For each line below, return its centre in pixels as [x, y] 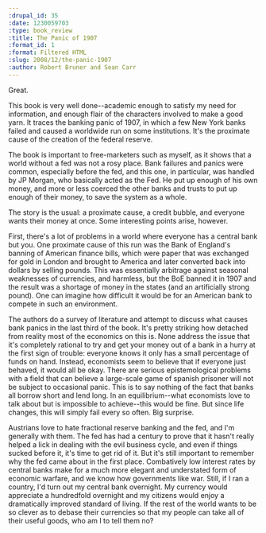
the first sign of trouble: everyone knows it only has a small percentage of [129, 353]
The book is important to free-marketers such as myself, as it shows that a [130, 154]
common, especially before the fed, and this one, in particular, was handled [131, 171]
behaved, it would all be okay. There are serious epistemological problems [130, 370]
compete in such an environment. [63, 304]
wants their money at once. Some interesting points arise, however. [118, 220]
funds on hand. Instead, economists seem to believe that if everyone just [127, 361]
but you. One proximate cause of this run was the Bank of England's [120, 244]
